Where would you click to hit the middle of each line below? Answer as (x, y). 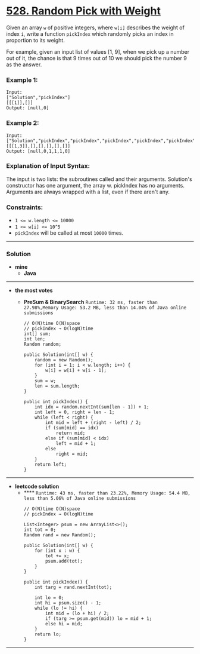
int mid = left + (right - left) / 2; (93, 423)
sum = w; (46, 381)
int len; (35, 339)
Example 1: (22, 80)
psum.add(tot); (64, 561)
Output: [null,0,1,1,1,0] (38, 151)
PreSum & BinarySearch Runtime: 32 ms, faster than (90, 302)
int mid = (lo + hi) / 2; (77, 613)
